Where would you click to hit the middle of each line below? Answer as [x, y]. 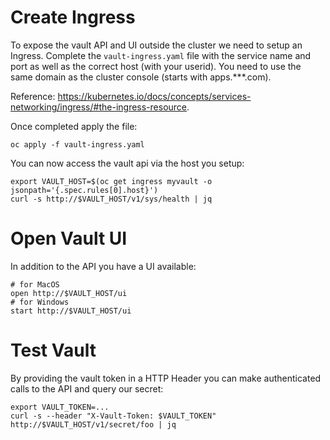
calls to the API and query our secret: [87, 388]
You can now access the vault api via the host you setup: [127, 163]
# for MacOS [35, 284]
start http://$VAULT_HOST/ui [71, 311]
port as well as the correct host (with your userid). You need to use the [156, 66]
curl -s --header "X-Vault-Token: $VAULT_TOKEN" [113, 416]
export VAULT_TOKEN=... [60, 407]
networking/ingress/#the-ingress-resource [99, 107]
